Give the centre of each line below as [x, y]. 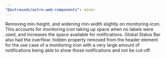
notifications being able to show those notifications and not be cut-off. [78, 50]
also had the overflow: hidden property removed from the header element [82, 40]
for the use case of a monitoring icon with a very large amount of [72, 45]
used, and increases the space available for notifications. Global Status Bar [83, 34]
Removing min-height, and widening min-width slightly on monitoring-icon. [83, 24]
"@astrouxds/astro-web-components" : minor [50, 10]
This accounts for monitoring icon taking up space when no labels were [79, 29]
